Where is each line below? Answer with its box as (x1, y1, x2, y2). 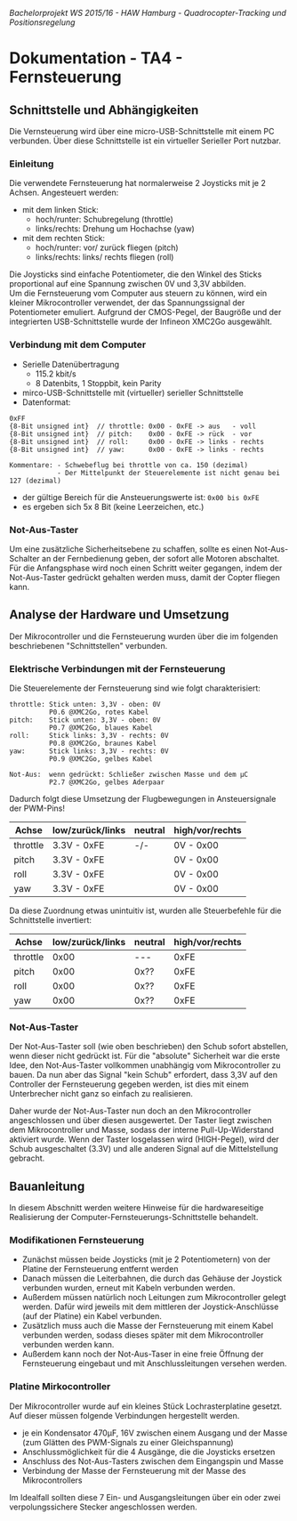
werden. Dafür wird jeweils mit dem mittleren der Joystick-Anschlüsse (21, 1301, 279, 1312)
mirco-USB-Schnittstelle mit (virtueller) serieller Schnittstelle (21, 387, 244, 398)
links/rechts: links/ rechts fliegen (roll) (35, 252, 174, 263)
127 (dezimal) (9, 476, 62, 485)
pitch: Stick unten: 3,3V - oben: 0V (9, 716, 162, 724)
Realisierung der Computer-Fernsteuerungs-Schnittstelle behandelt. (9, 1212, 259, 1223)
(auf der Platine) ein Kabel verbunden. (21, 1311, 163, 1322)
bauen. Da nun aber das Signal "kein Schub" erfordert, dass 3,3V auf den (9, 1070, 278, 1080)
